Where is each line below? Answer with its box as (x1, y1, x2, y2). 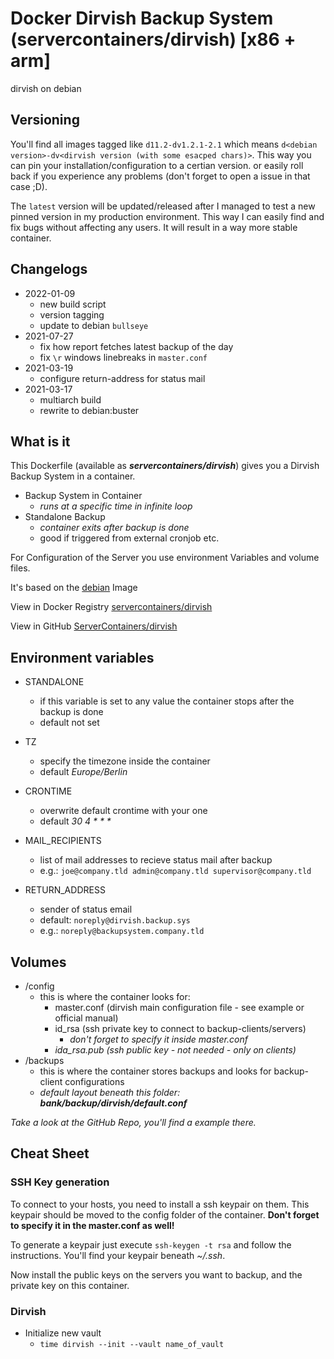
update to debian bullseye (39, 319, 149, 331)
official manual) (54, 1012, 119, 1024)
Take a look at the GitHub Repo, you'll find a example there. (10, 1117, 257, 1128)
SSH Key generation (10, 1175, 110, 1189)
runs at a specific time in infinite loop (39, 500, 193, 512)
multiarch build (39, 393, 102, 406)
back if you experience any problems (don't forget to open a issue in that (10, 170, 311, 182)
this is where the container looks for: (39, 991, 191, 1002)
